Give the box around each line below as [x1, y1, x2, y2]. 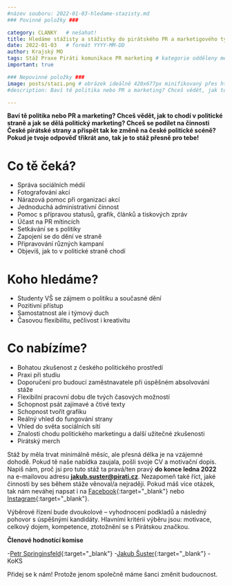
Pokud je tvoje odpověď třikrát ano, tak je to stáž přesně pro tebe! [7, 134, 200, 142]
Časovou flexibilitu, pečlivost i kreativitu [17, 316, 130, 325]
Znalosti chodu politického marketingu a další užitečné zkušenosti [17, 430, 205, 438]
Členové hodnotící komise [7, 536, 84, 544]
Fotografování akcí [17, 188, 70, 197]
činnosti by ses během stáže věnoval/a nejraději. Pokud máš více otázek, [7, 480, 215, 488]
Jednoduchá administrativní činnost [17, 203, 119, 211]
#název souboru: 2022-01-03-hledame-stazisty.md [7, 10, 150, 17]
